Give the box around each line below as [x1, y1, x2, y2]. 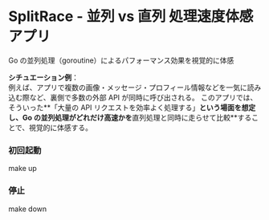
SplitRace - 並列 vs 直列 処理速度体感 [8, 7, 254, 26]
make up [8, 164, 38, 173]
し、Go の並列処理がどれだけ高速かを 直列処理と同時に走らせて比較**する [8, 112, 252, 122]
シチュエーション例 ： [8, 72, 79, 82]
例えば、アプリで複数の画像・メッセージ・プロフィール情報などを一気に [8, 82, 247, 92]
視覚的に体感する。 [29, 122, 93, 132]
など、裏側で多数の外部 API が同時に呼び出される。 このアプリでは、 [29, 92, 258, 102]
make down [8, 204, 47, 214]
